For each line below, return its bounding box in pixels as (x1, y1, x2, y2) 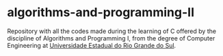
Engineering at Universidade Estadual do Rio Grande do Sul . (7, 41, 176, 49)
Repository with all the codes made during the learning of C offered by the (7, 27, 217, 35)
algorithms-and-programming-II (7, 5, 195, 20)
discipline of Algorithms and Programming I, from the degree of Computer (7, 34, 215, 42)
